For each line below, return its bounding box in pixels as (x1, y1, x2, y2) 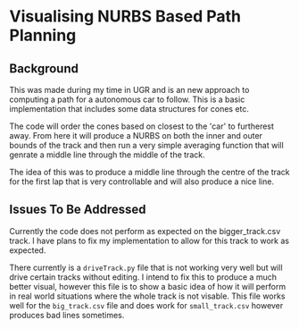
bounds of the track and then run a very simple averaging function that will (9, 140, 284, 150)
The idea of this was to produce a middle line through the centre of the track (9, 167, 290, 177)
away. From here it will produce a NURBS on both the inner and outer (9, 131, 263, 140)
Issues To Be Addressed (9, 202, 146, 217)
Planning (9, 25, 77, 46)
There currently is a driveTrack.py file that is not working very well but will (9, 262, 283, 273)
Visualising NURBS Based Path (9, 6, 241, 27)
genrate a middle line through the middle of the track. (9, 149, 205, 160)
